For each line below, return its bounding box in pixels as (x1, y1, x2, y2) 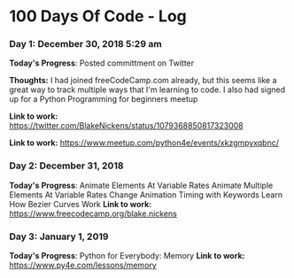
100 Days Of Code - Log (9, 6, 188, 27)
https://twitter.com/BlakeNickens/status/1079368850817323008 (9, 120, 244, 131)
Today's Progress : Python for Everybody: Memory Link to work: (9, 251, 245, 261)
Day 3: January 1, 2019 (9, 230, 109, 243)
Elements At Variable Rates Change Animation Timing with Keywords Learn (9, 189, 283, 200)
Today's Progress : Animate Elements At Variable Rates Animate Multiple (9, 180, 274, 190)
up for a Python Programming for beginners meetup (9, 94, 198, 105)
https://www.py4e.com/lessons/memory (9, 260, 157, 271)
